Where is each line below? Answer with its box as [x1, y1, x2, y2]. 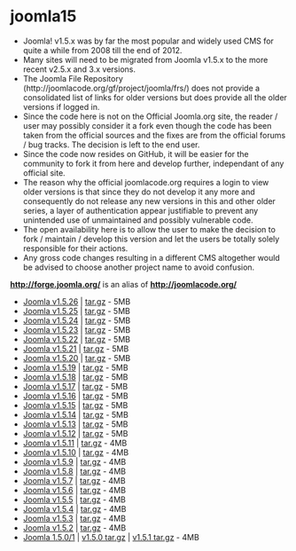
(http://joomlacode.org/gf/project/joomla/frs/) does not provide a [22, 83, 261, 93]
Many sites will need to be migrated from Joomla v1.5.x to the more [22, 54, 269, 65]
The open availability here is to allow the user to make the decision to [22, 224, 276, 234]
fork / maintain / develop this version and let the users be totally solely [22, 233, 280, 244]
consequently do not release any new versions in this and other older [22, 195, 276, 206]
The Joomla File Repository [22, 73, 123, 83]
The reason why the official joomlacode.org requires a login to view [22, 177, 269, 187]
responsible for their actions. [22, 242, 129, 254]
